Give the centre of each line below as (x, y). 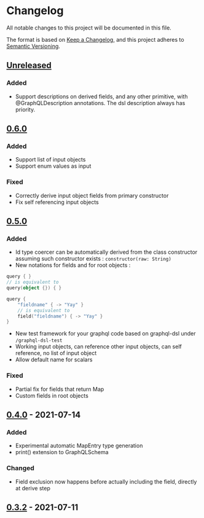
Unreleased (29, 65)
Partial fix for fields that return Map (60, 389)
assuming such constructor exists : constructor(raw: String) (93, 259)
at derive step (33, 488)
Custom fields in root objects (52, 395)
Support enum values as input (53, 166)
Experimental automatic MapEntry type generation (79, 445)
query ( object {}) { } (34, 288)
